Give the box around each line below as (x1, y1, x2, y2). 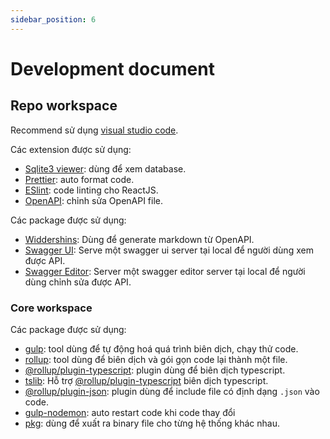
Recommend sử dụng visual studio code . (10, 124, 179, 136)
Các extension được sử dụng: (10, 143, 132, 155)
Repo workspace (10, 97, 118, 115)
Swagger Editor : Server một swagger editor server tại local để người (24, 265, 306, 277)
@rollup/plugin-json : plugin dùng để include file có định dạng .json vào (24, 385, 320, 397)
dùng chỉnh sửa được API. (24, 276, 132, 288)
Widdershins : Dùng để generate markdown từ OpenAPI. (24, 233, 255, 245)
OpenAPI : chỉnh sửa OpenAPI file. (24, 194, 164, 206)
